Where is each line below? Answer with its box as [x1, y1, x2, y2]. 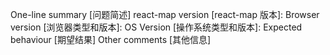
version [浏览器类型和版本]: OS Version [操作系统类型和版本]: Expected [10, 21, 303, 33]
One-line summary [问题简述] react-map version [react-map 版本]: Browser [10, 9, 320, 20]
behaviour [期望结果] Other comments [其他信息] [10, 34, 212, 45]
